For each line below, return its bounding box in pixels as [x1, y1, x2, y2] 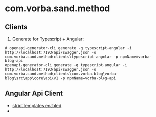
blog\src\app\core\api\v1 [5, 76, 58, 81]
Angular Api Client [5, 89, 63, 98]
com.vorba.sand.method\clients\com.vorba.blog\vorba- [5, 71, 119, 76]
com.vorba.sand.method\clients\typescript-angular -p [5, 54, 119, 59]
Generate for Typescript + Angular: [12, 36, 84, 42]
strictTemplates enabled [12, 102, 62, 108]
